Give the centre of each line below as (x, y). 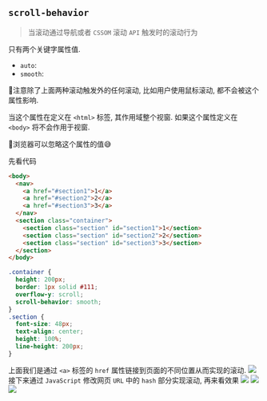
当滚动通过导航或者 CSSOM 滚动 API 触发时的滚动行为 (113, 32)
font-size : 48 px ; (44, 324)
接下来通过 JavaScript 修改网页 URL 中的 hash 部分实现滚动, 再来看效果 (124, 380)
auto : (28, 65)
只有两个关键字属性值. (45, 49)
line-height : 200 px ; (50, 347)
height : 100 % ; (39, 339)
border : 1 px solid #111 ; (57, 288)
